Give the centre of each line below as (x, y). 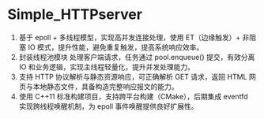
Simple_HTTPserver (75, 15)
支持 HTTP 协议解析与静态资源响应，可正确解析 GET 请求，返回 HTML (133, 76)
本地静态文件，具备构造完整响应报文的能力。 (106, 86)
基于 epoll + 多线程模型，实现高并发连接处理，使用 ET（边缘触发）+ (130, 37)
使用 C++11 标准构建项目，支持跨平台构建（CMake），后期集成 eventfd (133, 96)
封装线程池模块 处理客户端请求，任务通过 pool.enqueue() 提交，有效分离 (137, 57)
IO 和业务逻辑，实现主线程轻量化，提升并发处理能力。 (107, 67)
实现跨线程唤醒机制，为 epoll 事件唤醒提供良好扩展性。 (108, 106)
